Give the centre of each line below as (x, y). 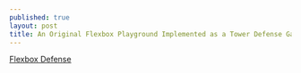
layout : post (34, 26)
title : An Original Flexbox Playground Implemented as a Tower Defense (146, 34)
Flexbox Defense (40, 60)
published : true (39, 17)
